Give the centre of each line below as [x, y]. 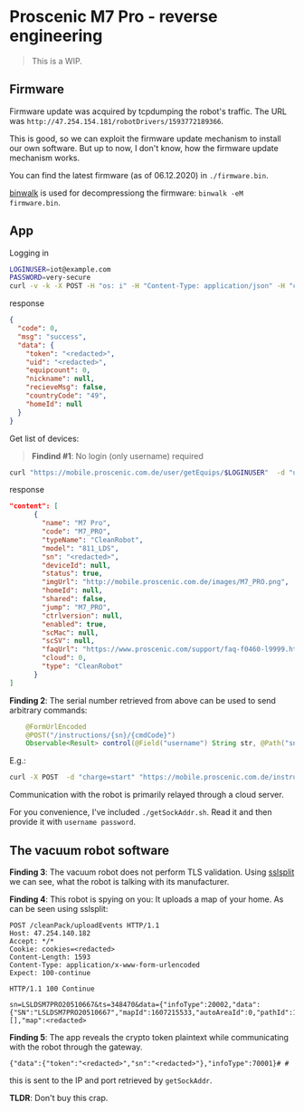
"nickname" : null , [60, 379]
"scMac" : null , [71, 633]
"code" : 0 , [38, 329]
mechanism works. [45, 158]
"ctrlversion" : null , [83, 616]
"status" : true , [72, 574]
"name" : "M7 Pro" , [76, 523]
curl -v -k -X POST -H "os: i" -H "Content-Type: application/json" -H [147, 286]
